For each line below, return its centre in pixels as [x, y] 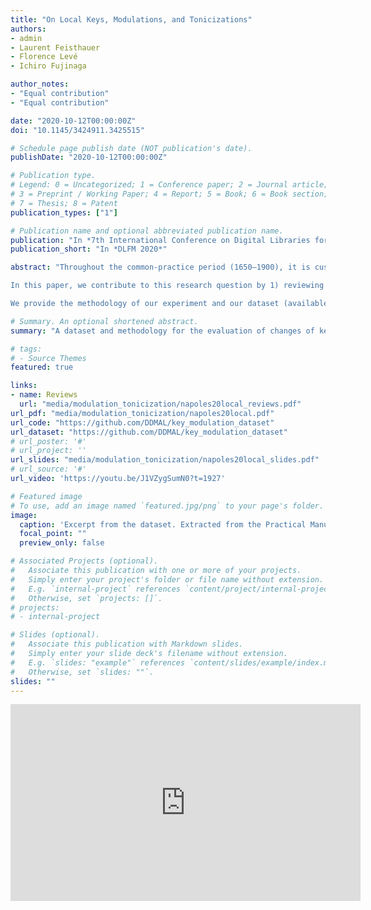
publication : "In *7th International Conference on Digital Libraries [160, 240]
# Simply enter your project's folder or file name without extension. [167, 579]
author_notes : [40, 84]
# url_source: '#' [48, 469]
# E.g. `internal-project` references [96, 589]
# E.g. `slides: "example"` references [98, 662]
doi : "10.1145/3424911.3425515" [77, 130]
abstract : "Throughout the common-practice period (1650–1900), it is [160, 267]
